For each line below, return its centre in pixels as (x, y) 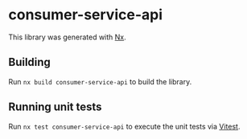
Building (29, 62)
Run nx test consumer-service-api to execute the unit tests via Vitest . (124, 126)
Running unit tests (55, 107)
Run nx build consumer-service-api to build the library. (100, 81)
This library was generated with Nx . (67, 37)
